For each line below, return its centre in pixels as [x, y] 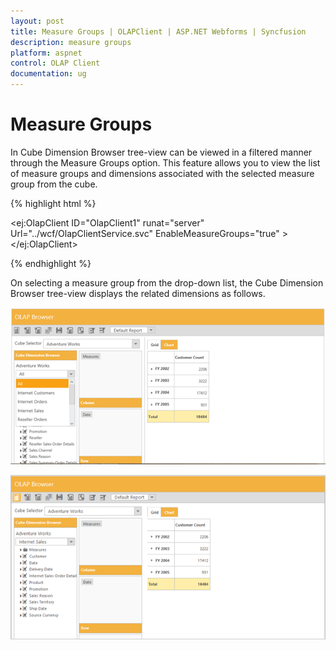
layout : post [37, 21]
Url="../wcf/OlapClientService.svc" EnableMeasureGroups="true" [145, 233]
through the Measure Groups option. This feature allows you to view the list [165, 162]
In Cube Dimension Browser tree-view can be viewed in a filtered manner [161, 152]
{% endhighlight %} [51, 263]
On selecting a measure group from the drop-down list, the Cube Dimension [167, 282]
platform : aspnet [46, 53]
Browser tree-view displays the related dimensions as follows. [138, 293]
